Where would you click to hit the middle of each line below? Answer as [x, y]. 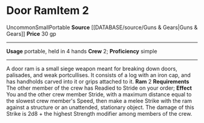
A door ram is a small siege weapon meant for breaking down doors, [92, 68]
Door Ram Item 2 [48, 11]
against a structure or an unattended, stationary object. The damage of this [100, 107]
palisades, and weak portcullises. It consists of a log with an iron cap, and [99, 75]
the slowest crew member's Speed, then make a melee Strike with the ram [99, 101]
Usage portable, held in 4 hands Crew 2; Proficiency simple [82, 51]
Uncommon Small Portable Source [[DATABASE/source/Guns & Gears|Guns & [102, 27]
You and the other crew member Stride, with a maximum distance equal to [99, 94]
